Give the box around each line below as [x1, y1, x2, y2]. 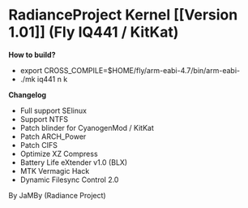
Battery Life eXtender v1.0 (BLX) [19, 157, 128, 167]
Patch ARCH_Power [19, 132, 87, 141]
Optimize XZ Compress [19, 149, 99, 158]
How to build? [8, 50, 56, 59]
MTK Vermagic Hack [19, 166, 90, 175]
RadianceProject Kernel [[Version [8, 6, 238, 24]
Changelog [8, 89, 47, 99]
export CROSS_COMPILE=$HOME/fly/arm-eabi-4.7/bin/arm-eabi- [19, 65, 241, 75]
